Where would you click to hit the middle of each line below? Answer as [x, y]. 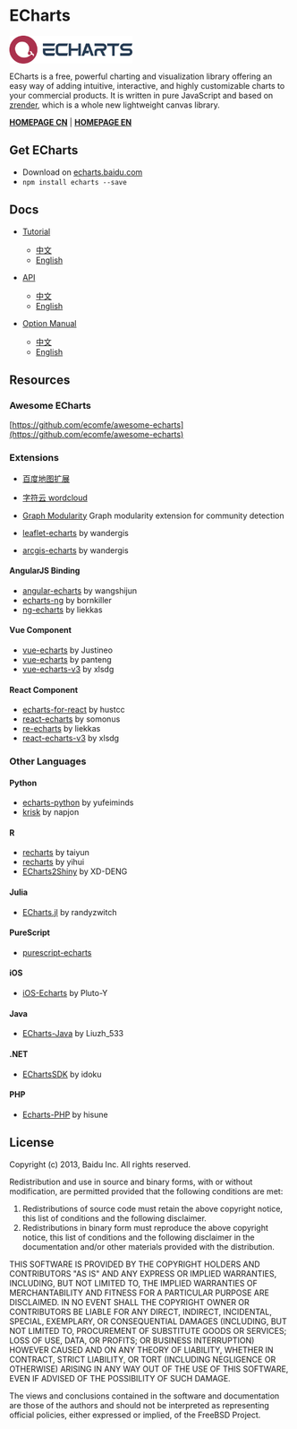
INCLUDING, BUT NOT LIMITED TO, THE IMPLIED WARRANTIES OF [133, 1283]
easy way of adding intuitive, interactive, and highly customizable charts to [147, 85]
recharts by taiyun [55, 853]
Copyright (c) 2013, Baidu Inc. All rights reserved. [100, 1164]
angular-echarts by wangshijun [80, 590]
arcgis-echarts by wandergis [75, 550]
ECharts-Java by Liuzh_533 [73, 1034]
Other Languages [48, 761]
